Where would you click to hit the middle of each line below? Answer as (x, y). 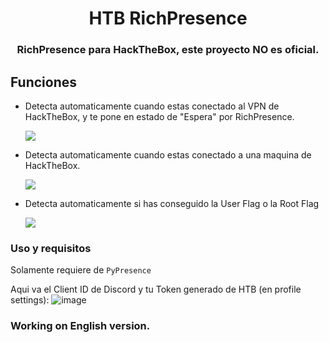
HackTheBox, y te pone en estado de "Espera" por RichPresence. (159, 116)
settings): (30, 300)
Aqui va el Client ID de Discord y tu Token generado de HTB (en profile (156, 289)
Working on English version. (80, 326)
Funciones (44, 82)
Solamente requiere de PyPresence (81, 270)
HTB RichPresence (168, 18)
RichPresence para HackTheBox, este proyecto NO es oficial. (168, 50)
